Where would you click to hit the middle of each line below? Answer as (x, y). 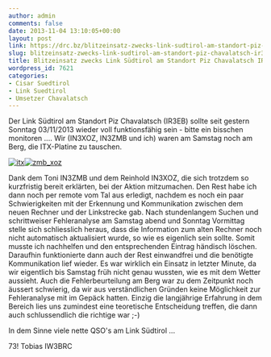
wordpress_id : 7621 (41, 68)
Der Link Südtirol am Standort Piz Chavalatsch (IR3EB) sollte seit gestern (129, 121)
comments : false (35, 23)
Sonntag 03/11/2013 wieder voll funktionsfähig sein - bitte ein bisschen (126, 130)
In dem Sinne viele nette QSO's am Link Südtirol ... (92, 330)
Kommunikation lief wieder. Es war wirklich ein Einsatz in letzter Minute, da (132, 264)
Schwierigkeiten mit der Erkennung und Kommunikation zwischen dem (126, 204)
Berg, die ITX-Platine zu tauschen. (65, 147)
